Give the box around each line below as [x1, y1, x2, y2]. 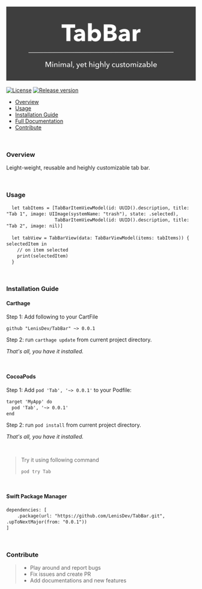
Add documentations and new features [29, 577, 127, 584]
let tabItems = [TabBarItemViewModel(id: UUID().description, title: [11, 205, 189, 211]
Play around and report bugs [29, 564, 101, 572]
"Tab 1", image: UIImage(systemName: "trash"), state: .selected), [6, 211, 179, 217]
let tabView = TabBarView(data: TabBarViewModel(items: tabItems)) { [11, 235, 189, 241]
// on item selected [17, 247, 69, 253]
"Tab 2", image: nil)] [6, 223, 63, 229]
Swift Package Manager [6, 493, 67, 500]
